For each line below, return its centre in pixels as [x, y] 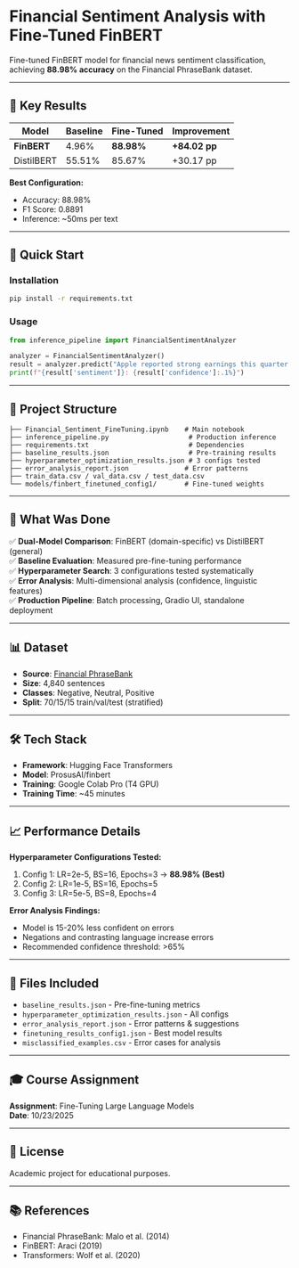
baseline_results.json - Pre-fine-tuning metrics [111, 1004]
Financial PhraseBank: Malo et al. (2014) [96, 1237]
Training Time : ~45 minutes [74, 794]
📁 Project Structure [63, 409]
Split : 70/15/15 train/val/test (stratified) [93, 702]
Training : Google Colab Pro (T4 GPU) [90, 784]
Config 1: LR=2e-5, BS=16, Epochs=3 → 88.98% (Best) [123, 874]
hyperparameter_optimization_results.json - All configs [125, 1014]
